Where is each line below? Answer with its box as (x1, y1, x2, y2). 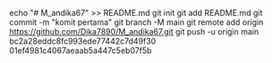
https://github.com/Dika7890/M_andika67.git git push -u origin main (9, 27, 259, 36)
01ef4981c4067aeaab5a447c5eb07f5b (9, 45, 152, 56)
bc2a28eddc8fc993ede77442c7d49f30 (9, 35, 157, 46)
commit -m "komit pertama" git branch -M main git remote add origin (9, 17, 264, 28)
